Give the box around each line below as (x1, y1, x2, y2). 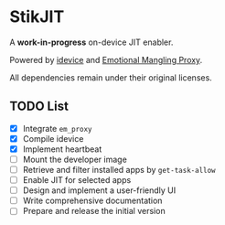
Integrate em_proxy (22, 123, 92, 134)
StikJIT (9, 6, 65, 27)
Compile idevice (22, 133, 84, 144)
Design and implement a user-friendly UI (22, 185, 177, 196)
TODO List (9, 99, 69, 114)
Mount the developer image (22, 154, 128, 165)
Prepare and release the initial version (22, 206, 166, 217)
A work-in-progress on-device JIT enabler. (9, 37, 174, 48)
